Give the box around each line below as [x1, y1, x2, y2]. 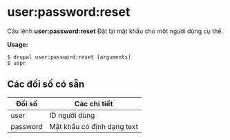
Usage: [7, 40, 29, 48]
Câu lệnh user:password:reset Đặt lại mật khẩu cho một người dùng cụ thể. [7, 27, 223, 35]
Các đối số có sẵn [7, 79, 85, 90]
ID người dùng [49, 110, 95, 120]
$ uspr [7, 59, 26, 66]
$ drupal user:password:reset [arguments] [7, 53, 131, 61]
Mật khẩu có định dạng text [49, 121, 138, 131]
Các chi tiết [75, 99, 113, 108]
